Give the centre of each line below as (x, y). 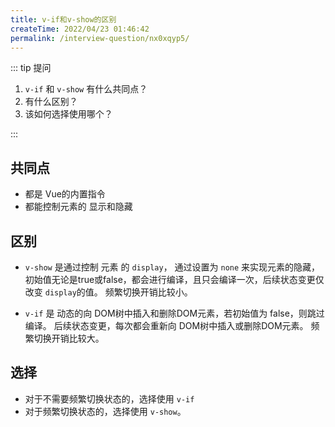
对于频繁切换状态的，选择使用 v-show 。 (105, 411)
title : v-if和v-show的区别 (63, 19)
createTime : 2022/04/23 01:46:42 (80, 29)
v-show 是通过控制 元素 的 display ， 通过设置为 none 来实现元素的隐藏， (172, 267)
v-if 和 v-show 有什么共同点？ (86, 89)
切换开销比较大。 (69, 338)
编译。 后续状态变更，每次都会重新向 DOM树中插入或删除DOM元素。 (166, 325)
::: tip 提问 (31, 68)
